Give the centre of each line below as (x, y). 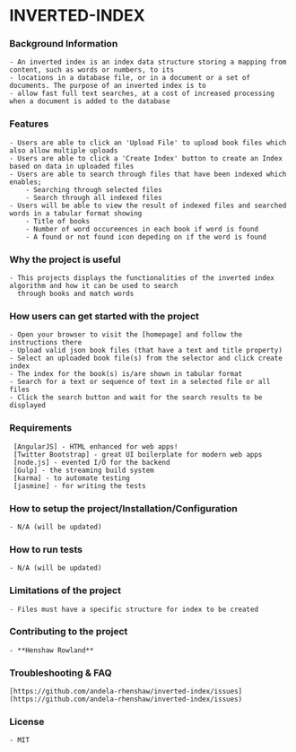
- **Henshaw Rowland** (52, 650)
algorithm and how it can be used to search (94, 286)
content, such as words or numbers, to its (92, 70)
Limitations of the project (65, 590)
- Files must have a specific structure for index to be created (134, 609)
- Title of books (58, 221)
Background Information (64, 44)
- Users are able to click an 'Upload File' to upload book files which (148, 143)
